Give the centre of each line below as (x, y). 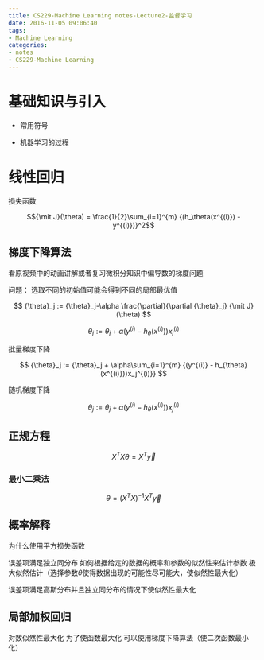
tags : (17, 30)
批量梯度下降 (29, 349)
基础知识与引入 (57, 102)
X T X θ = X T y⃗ (134, 456)
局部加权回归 (40, 617)
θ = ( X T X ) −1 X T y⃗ (134, 497)
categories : (28, 45)
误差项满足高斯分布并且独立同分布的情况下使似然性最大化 (102, 589)
